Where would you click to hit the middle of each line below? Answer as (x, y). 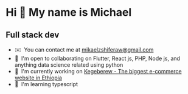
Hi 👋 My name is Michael (69, 12)
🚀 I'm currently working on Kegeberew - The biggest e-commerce (98, 71)
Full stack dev (33, 35)
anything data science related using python (69, 65)
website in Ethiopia (38, 78)
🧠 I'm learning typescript (46, 84)
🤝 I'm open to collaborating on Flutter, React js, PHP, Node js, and (97, 58)
